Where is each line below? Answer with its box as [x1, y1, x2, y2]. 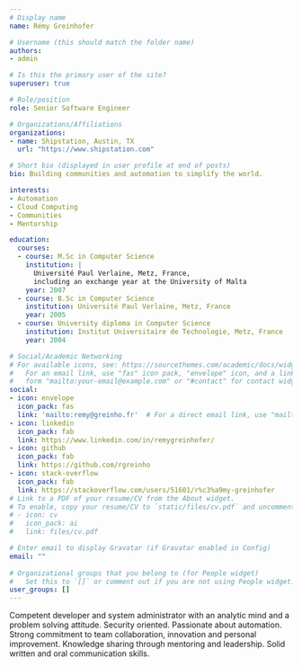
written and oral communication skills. [9, 648, 150, 659]
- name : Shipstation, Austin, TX [9, 137, 135, 146]
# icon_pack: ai [9, 519, 78, 528]
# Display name [9, 13, 67, 22]
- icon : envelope [9, 394, 75, 403]
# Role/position [9, 95, 70, 104]
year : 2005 [25, 311, 67, 320]
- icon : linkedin [9, 419, 75, 428]
